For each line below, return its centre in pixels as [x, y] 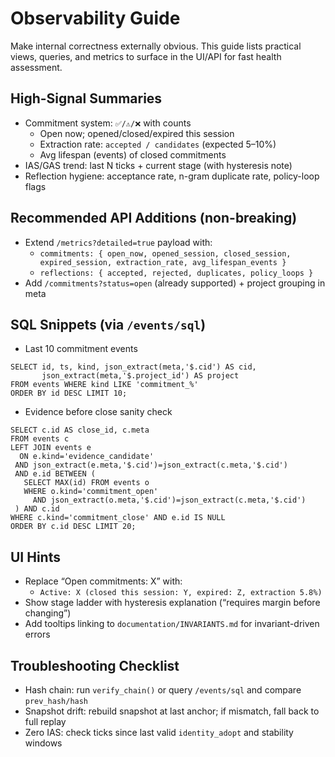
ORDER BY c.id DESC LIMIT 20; [73, 527]
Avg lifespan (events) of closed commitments [133, 154]
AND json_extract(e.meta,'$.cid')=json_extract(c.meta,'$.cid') [151, 465]
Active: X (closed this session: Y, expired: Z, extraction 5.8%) [181, 593]
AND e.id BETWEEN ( [55, 474]
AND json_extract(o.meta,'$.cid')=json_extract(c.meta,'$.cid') [169, 500]
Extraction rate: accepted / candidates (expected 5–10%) [158, 144]
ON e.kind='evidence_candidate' [87, 457]
